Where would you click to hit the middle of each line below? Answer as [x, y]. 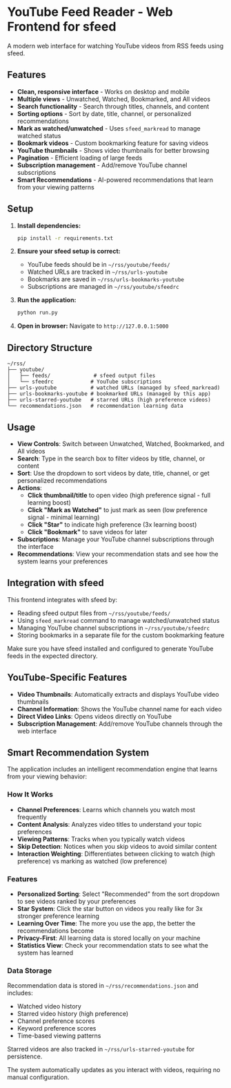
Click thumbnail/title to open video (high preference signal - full [119, 495]
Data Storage [30, 970]
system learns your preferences [62, 561]
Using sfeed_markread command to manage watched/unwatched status [118, 620]
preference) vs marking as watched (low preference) [92, 861]
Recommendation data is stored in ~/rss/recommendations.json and [103, 986]
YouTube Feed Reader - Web [90, 12]
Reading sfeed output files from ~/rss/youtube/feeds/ [94, 613]
